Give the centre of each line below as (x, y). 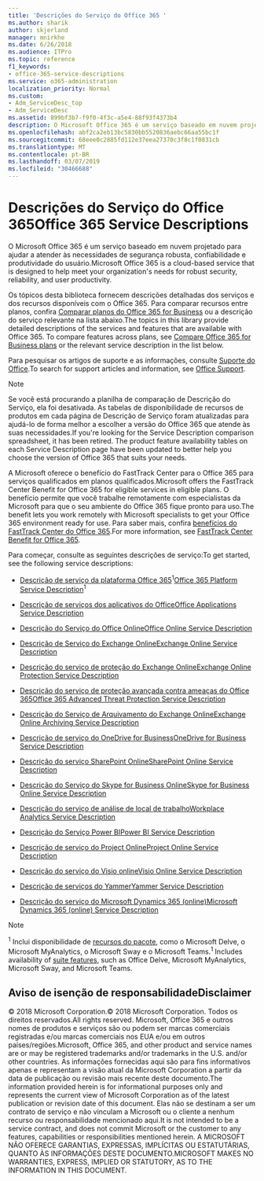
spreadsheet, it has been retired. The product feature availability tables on (128, 440)
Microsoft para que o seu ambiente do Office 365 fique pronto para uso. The (131, 506)
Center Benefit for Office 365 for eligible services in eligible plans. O (119, 489)
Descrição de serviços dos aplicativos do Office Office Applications (128, 605)
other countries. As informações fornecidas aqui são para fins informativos (130, 1061)
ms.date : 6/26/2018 (40, 45)
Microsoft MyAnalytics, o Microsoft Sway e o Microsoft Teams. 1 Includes (125, 951)
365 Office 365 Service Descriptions (128, 224)
